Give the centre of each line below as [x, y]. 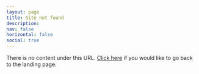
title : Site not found [35, 18]
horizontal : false [30, 35]
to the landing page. [31, 64]
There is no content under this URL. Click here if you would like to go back [100, 58]
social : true [23, 40]
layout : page [23, 12]
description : [23, 23]
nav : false [20, 29]
